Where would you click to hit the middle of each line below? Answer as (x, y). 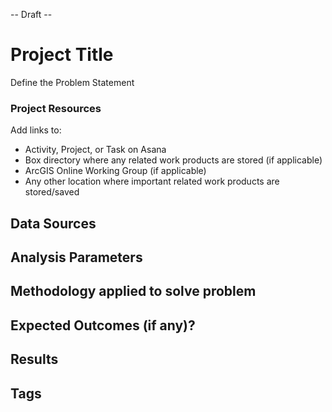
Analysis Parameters (76, 257)
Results (34, 359)
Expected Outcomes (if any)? (103, 325)
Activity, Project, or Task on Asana (95, 150)
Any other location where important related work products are (152, 181)
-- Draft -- (31, 14)
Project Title (62, 55)
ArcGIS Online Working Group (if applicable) (115, 171)
